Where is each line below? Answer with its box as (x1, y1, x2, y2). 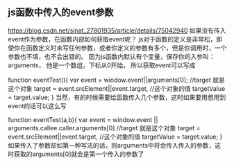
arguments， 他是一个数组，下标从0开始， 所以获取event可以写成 (8, 61, 196, 69)
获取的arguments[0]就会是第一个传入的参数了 (13, 150, 144, 158)
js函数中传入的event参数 (8, 6, 114, 19)
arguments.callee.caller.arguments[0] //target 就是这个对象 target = (8, 123, 201, 132)
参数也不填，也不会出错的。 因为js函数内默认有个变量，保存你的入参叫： (8, 52, 215, 60)
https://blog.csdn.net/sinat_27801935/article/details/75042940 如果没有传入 (8, 26, 226, 35)
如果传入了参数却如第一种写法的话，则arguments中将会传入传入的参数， (8, 141, 215, 149)
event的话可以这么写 (8, 101, 67, 110)
